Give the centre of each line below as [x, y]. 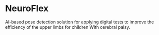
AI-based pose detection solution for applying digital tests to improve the [80, 22]
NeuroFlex [27, 9]
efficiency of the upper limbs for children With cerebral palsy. [68, 27]
